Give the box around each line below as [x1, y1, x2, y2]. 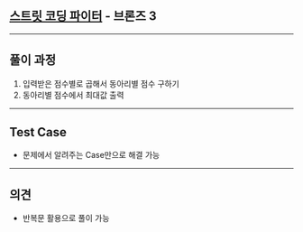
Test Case [9, 125, 68, 140]
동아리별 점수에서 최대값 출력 [22, 89, 124, 100]
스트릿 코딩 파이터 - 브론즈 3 [9, 8, 157, 24]
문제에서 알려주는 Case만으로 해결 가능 [22, 150, 161, 161]
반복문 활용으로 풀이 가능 [22, 213, 110, 224]
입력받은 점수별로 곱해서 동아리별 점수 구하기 [22, 78, 180, 88]
